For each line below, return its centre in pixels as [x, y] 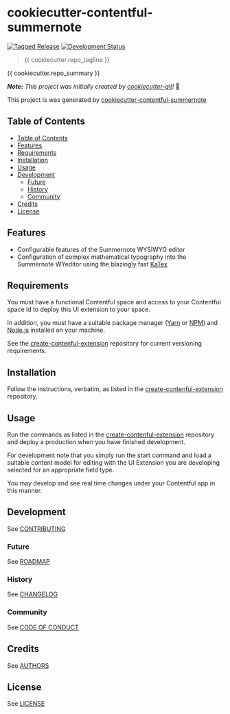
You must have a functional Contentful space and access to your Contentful [114, 302]
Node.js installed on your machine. [56, 330]
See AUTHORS [28, 665]
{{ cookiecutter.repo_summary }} [54, 73]
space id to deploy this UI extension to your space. [79, 309]
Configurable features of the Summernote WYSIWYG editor [101, 249]
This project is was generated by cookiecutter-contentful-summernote [107, 99]
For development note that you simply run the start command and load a [109, 455]
